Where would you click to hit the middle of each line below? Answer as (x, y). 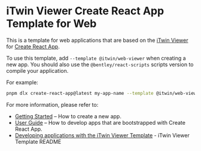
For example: (22, 82)
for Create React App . (33, 47)
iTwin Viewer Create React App (85, 11)
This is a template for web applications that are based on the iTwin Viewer (97, 40)
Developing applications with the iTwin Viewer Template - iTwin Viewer (102, 135)
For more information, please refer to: (52, 104)
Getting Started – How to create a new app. (68, 116)
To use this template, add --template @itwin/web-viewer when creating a (96, 58)
